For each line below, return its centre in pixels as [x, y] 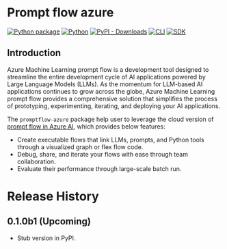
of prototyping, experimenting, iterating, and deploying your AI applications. [114, 106]
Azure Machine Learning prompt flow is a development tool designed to [108, 69]
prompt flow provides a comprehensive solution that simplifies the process [112, 99]
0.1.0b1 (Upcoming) [49, 221]
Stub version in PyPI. [46, 238]
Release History [53, 196]
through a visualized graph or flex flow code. [80, 147]
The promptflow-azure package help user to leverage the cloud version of [110, 119]
